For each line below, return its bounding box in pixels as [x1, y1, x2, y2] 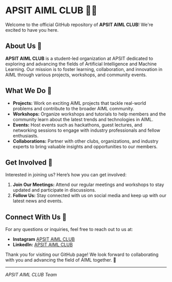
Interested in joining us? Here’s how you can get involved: [5, 172, 127, 178]
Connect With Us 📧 [5, 213, 67, 221]
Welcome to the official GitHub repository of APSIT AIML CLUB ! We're [5, 21, 154, 28]
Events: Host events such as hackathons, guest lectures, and [12, 122, 142, 128]
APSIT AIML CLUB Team [5, 272, 57, 278]
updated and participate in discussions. [12, 187, 96, 193]
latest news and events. [12, 198, 63, 204]
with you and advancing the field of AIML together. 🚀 [5, 257, 117, 263]
